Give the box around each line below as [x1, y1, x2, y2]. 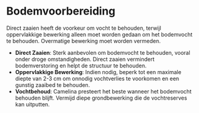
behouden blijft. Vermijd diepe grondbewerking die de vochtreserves [15, 94, 187, 101]
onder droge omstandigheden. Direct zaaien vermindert [15, 55, 155, 63]
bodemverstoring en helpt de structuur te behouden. [15, 62, 147, 69]
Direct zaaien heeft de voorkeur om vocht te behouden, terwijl [6, 24, 162, 32]
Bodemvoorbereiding [6, 4, 116, 18]
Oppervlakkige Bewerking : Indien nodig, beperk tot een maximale [15, 68, 182, 75]
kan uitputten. [15, 100, 50, 108]
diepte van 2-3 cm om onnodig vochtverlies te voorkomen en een [15, 75, 180, 82]
